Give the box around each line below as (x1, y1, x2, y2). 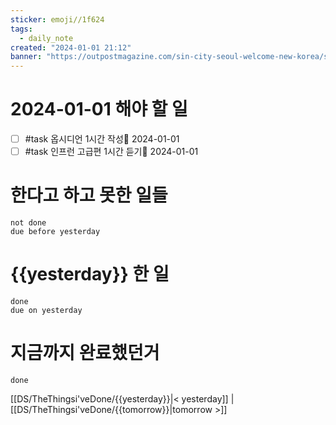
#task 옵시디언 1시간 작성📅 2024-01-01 (24, 133, 180, 145)
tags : (10, 24, 33, 34)
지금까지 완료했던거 (10, 342, 160, 365)
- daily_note (19, 33, 74, 43)
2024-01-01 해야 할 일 (10, 98, 188, 121)
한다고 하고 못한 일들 (10, 184, 168, 207)
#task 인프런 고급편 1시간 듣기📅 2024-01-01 (24, 146, 199, 158)
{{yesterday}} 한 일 (10, 263, 170, 286)
